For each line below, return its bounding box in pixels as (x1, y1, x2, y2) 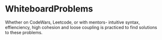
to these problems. (5, 29, 43, 35)
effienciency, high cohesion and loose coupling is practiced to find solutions (5, 24, 158, 30)
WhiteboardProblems (5, 3, 93, 14)
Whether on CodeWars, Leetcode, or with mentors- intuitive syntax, (5, 19, 140, 25)
